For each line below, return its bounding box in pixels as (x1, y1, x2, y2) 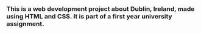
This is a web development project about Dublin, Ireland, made (6, 5, 195, 13)
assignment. (6, 20, 44, 28)
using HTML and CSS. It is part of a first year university (6, 12, 172, 20)
